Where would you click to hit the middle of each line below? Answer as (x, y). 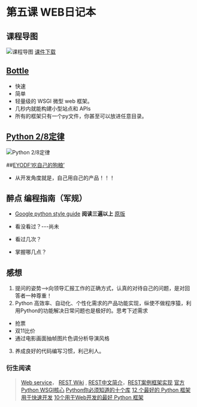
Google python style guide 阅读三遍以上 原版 (70, 214)
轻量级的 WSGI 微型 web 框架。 (54, 101)
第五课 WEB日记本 (51, 12)
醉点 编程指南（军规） (46, 198)
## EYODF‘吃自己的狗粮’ (35, 165)
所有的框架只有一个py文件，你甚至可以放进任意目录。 (81, 116)
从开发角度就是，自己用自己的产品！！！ (65, 178)
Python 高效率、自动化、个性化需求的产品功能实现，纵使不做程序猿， (101, 303)
